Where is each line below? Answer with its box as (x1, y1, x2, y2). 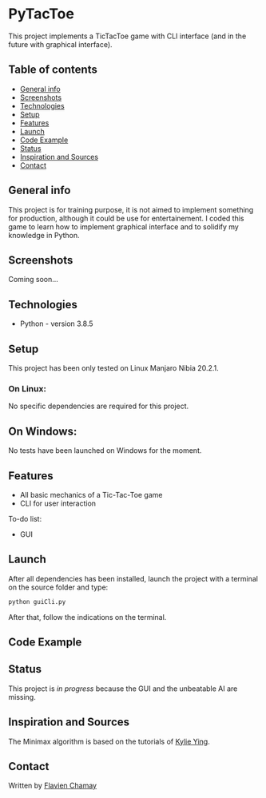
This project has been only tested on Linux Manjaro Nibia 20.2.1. (8, 363, 219, 372)
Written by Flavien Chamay (8, 780, 97, 791)
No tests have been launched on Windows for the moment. (8, 446, 202, 455)
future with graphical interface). (8, 39, 113, 49)
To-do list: (8, 514, 42, 523)
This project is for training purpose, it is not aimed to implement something (8, 204, 254, 214)
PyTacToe (8, 5, 74, 23)
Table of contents (8, 63, 97, 77)
